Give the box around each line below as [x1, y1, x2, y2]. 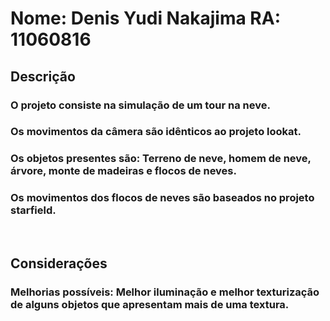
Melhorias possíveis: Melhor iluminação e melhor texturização [10, 285, 320, 299]
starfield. [10, 203, 57, 217]
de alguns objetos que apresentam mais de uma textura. [10, 297, 290, 311]
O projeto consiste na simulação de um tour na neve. [10, 98, 271, 112]
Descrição [10, 68, 76, 85]
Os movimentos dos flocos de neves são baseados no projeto [10, 191, 315, 205]
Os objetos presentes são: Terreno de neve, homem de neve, [10, 152, 312, 166]
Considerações [10, 255, 108, 272]
